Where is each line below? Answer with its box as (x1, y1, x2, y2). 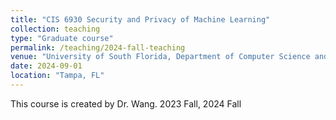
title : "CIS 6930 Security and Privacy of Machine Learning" (10, 14, 271, 25)
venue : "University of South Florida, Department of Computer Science (10, 52, 311, 62)
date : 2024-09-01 (10, 61, 83, 71)
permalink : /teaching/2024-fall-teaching (10, 42, 186, 53)
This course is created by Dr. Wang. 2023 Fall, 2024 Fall (10, 97, 242, 110)
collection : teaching (10, 24, 101, 34)
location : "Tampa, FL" (10, 71, 105, 81)
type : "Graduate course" (10, 33, 114, 43)
